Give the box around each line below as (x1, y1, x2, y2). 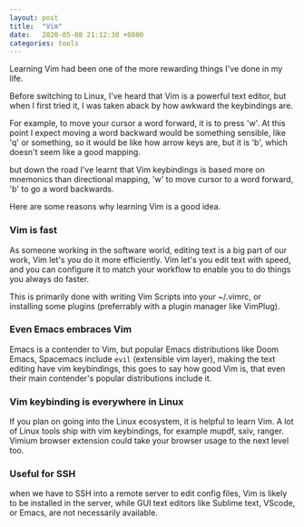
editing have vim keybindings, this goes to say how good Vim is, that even (9, 363, 286, 374)
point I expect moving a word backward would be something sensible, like (9, 128, 286, 139)
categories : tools (9, 38, 79, 48)
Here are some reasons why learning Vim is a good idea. (9, 201, 221, 212)
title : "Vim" (9, 22, 64, 31)
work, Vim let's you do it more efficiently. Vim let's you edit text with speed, (9, 254, 291, 265)
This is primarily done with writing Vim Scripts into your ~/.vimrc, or (9, 291, 261, 302)
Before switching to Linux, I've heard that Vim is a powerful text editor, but (9, 91, 287, 102)
